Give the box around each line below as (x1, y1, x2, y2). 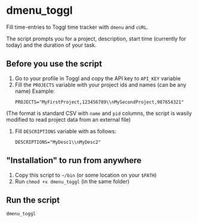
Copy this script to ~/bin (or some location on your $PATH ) (14, 171, 157, 179)
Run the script (6, 195, 60, 205)
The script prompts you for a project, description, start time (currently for (6, 35, 187, 42)
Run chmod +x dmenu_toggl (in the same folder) (14, 177, 130, 185)
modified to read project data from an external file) (6, 116, 131, 123)
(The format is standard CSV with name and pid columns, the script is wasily (6, 109, 193, 117)
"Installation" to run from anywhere (6, 155, 142, 165)
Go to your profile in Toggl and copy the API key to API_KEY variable (14, 74, 181, 82)
